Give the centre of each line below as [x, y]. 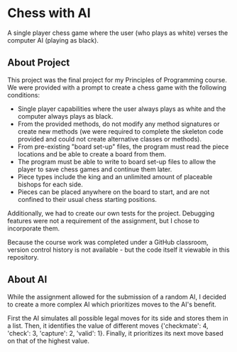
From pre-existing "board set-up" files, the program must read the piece [123, 146]
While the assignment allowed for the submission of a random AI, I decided [117, 297]
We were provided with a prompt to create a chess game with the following [117, 87]
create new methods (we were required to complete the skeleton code [120, 131]
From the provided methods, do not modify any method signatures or [118, 124]
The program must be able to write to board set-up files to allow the [117, 161]
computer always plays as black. [65, 116]
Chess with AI [49, 13]
